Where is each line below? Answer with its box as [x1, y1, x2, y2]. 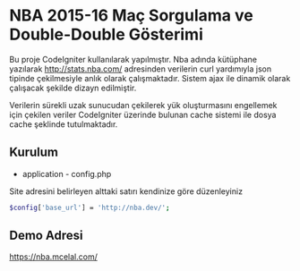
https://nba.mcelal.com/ [9, 251, 99, 262]
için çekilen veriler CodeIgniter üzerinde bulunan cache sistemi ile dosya [9, 109, 277, 120]
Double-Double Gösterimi [9, 24, 203, 45]
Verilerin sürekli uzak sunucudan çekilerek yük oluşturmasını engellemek [9, 99, 278, 110]
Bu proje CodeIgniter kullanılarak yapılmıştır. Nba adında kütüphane [9, 54, 258, 64]
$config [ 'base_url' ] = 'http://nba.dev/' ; [9, 203, 170, 212]
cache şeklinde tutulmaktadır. [9, 118, 118, 130]
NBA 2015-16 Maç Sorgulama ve [9, 5, 253, 26]
